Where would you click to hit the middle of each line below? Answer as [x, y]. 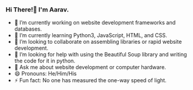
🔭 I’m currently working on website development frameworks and [95, 23]
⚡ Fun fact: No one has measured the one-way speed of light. [91, 80]
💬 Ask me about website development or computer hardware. [90, 67]
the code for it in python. [45, 61]
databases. [28, 29]
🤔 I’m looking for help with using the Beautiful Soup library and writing [100, 55]
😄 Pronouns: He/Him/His [46, 74]
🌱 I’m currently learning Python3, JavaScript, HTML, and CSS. [91, 35]
